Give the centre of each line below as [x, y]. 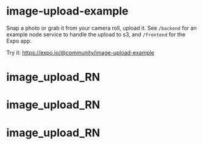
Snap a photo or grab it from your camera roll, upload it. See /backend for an [101, 28]
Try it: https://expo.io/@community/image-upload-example [80, 52]
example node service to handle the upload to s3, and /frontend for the [96, 34]
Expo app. [19, 41]
